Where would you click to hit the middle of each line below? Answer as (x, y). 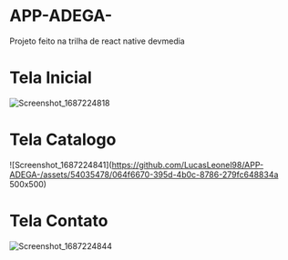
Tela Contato (59, 221)
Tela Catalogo (63, 140)
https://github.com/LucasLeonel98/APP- (188, 165)
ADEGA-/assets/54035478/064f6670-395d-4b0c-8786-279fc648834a (144, 175)
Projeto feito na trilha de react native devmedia (97, 41)
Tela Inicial (51, 78)
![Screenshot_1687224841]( (61, 165)
